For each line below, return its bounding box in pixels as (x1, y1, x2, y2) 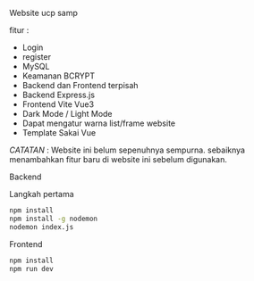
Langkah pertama (9, 189, 74, 199)
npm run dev (9, 264, 54, 273)
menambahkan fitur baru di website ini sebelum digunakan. (9, 154, 228, 164)
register (21, 52, 52, 62)
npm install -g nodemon (9, 214, 98, 223)
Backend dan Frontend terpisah (21, 80, 139, 90)
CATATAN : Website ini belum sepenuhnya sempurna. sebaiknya (9, 145, 246, 155)
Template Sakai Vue (21, 128, 97, 137)
